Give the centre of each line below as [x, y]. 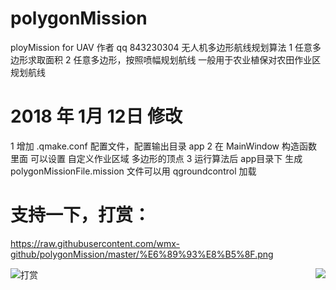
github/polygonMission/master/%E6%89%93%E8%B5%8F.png [142, 254]
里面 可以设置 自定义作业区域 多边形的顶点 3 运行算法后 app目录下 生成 [156, 158]
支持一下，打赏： [81, 215]
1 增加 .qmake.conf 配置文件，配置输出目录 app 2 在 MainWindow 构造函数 [163, 146]
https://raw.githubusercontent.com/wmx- [95, 243]
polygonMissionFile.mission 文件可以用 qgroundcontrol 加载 [133, 171]
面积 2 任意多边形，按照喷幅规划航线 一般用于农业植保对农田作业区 [183, 59]
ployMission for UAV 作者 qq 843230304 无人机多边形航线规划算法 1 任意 [161, 47]
